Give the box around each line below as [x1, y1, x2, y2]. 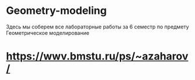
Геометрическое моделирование [6, 29, 89, 36]
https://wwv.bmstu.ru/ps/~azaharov [6, 50, 189, 63]
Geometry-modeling [6, 4, 107, 17]
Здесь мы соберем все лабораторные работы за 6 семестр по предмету [6, 23, 189, 30]
